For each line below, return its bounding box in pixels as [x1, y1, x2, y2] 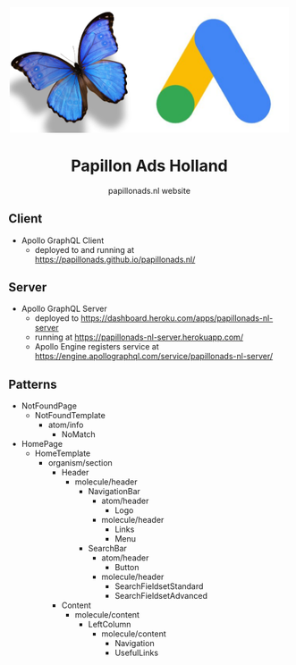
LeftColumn [88, 619, 131, 630]
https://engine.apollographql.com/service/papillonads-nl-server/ [34, 351, 274, 362]
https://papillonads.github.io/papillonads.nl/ [34, 254, 196, 265]
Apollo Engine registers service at [34, 341, 159, 352]
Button [114, 562, 140, 573]
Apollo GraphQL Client [21, 235, 105, 246]
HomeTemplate [34, 448, 91, 459]
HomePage [21, 439, 63, 450]
